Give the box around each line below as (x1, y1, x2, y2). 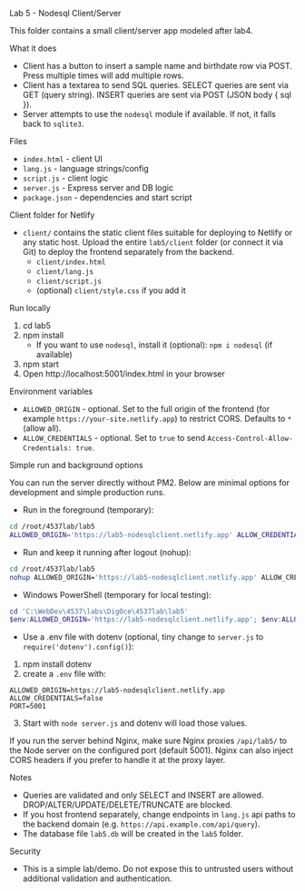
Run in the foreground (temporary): (22, 504, 154, 515)
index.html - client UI (22, 153, 103, 164)
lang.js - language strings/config (22, 163, 150, 173)
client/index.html (35, 258, 106, 267)
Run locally (9, 303, 51, 313)
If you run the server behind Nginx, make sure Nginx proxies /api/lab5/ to (9, 735, 288, 747)
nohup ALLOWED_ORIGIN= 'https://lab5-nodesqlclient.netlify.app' (9, 573, 258, 582)
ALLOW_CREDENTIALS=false (9, 694, 103, 703)
